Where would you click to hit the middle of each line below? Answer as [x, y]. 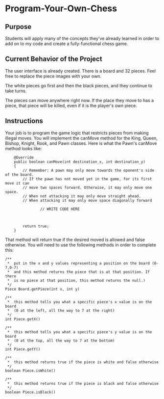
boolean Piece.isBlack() [30, 392]
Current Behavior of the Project [54, 59]
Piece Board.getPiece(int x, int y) [42, 289]
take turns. [16, 91]
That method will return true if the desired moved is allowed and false [75, 239]
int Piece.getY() [23, 349]
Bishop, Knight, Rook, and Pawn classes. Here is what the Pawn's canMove [81, 143]
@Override [24, 158]
